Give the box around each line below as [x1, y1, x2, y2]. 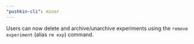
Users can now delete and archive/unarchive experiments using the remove [6, 25, 188, 32]
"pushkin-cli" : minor [6, 8, 60, 15]
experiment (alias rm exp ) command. [6, 31, 94, 38]
